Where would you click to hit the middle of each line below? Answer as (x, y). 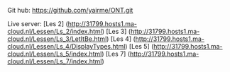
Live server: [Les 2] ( (38, 24)
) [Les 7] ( (116, 54)
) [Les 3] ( (116, 31)
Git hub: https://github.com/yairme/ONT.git (70, 10)
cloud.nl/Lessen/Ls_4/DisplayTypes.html (66, 46)
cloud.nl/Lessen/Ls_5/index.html (55, 54)
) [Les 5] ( (139, 46)
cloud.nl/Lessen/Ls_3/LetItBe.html (57, 39)
